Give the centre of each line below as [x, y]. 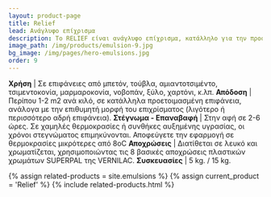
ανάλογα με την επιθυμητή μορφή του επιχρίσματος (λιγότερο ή [117, 109]
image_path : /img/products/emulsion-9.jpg [81, 46]
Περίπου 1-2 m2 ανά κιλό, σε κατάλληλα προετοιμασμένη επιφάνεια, [125, 101]
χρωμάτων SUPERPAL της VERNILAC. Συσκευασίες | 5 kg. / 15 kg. [120, 160]
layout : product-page [45, 16]
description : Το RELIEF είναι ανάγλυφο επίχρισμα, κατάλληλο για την [128, 38]
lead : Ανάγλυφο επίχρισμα [52, 31]
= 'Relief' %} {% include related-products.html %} [92, 184]
